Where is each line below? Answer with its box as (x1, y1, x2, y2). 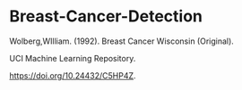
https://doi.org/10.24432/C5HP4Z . (9, 70, 136, 81)
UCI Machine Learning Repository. (9, 53, 136, 63)
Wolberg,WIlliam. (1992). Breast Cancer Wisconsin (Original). (9, 36, 235, 46)
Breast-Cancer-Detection (9, 6, 203, 27)
